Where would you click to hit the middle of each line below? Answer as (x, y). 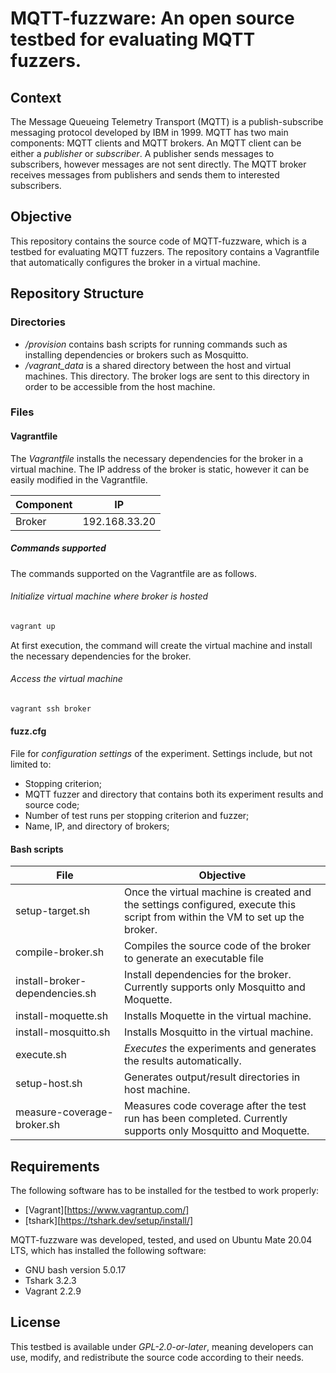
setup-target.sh (53, 911)
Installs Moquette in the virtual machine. (217, 1016)
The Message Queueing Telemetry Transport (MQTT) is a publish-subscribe (167, 121)
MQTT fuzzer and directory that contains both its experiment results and (174, 794)
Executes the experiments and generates (220, 1049)
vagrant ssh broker (51, 708)
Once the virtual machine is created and (217, 892)
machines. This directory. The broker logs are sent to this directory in (167, 376)
